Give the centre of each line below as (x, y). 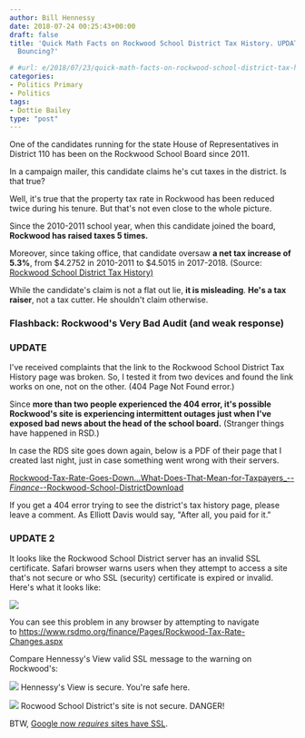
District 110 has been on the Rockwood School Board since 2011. (129, 154)
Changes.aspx (36, 641)
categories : (32, 77)
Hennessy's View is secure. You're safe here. (105, 687)
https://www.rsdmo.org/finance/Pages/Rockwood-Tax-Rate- (132, 631)
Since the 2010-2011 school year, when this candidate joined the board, (143, 226)
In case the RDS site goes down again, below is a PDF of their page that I (146, 451)
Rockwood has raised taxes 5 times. (79, 236)
